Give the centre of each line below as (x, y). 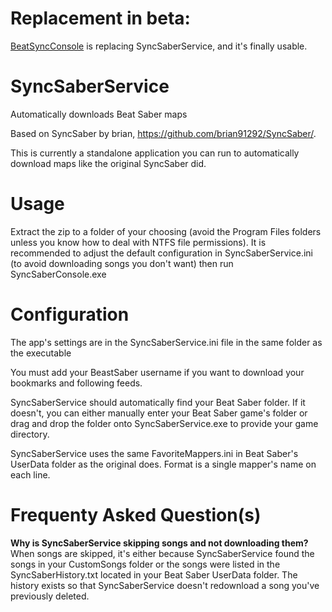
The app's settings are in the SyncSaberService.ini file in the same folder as (166, 342)
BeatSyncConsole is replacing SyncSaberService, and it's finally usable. (159, 46)
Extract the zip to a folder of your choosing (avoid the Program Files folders (166, 231)
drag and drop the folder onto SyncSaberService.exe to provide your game (164, 423)
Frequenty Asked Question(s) (136, 514)
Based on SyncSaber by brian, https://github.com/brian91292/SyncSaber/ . (163, 133)
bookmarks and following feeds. (76, 383)
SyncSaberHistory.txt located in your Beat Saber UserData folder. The (154, 574)
